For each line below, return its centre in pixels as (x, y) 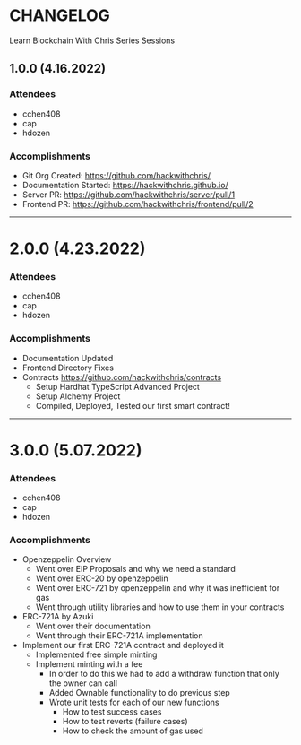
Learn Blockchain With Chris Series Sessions (92, 40)
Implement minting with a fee (89, 664)
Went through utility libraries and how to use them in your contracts (160, 607)
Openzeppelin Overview (67, 559)
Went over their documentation (93, 626)
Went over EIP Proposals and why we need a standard (135, 569)
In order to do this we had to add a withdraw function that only (164, 674)
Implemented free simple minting (96, 654)
